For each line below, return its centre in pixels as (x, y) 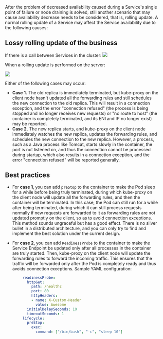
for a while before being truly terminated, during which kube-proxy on (82, 192)
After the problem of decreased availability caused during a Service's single (81, 7)
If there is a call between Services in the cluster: (53, 55)
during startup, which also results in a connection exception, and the (81, 155)
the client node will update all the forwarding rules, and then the (76, 197)
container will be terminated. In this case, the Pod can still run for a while (85, 202)
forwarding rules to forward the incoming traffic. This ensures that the (82, 258)
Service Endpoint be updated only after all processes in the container (81, 248)
